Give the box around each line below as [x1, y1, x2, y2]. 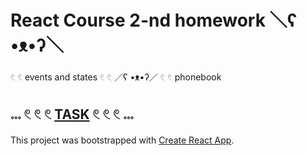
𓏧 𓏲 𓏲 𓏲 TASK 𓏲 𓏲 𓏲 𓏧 [10, 106, 134, 123]
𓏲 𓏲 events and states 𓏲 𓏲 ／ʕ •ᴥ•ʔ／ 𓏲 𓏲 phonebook [10, 71, 222, 83]
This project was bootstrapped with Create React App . [10, 134, 235, 146]
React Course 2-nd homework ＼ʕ [10, 9, 298, 32]
